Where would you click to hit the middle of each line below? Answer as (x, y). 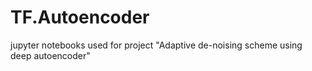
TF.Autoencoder (80, 17)
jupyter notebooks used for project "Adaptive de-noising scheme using (156, 45)
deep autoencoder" (50, 55)
